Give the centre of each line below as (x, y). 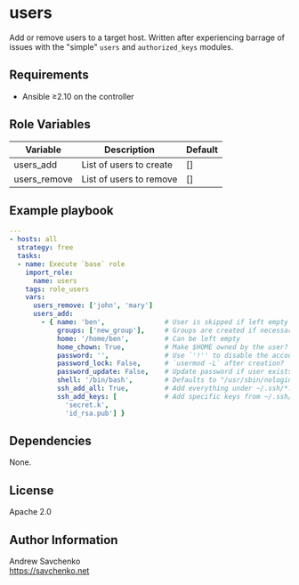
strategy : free (45, 248)
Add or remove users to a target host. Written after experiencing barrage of (147, 37)
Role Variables (50, 124)
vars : (36, 297)
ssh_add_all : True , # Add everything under (154, 388)
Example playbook (61, 211)
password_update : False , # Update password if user (161, 372)
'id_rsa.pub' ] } (95, 413)
